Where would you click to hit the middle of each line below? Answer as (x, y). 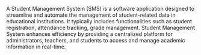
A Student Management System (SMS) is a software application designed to (100, 9)
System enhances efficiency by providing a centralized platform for (90, 34)
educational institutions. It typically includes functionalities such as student (99, 21)
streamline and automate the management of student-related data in (91, 15)
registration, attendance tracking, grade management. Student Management (101, 27)
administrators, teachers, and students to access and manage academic (96, 40)
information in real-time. (36, 47)
